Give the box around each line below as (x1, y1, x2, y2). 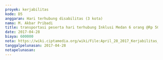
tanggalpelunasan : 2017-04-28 (5, 43, 66, 48)
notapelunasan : (5, 47, 36, 52)
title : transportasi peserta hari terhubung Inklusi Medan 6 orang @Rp (5, 25, 153, 30)
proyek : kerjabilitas (5, 7, 49, 12)
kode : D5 (5, 12, 23, 16)
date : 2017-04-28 (5, 30, 40, 34)
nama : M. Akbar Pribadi (5, 20, 53, 26)
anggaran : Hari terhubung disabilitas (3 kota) (5, 16, 103, 21)
